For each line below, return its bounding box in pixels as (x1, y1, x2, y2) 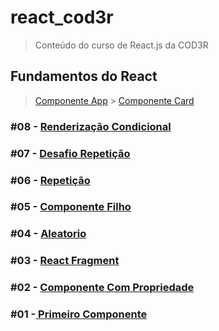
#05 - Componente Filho (10, 200, 132, 214)
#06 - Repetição (10, 173, 91, 187)
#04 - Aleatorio (10, 227, 87, 241)
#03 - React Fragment (10, 254, 120, 268)
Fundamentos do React (10, 68, 158, 85)
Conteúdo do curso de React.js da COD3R (34, 39, 209, 51)
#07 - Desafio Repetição (10, 146, 131, 160)
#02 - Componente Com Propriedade (10, 281, 195, 295)
